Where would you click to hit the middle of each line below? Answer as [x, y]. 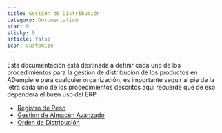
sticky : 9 [21, 33]
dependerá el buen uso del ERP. [53, 94]
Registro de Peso [41, 108]
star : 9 [18, 26]
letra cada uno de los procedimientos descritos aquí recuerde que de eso [111, 87]
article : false [29, 39]
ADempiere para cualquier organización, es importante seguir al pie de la [111, 80]
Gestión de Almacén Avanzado [61, 115]
